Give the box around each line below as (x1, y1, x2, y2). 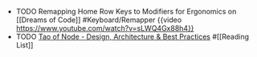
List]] (15, 40, 34, 50)
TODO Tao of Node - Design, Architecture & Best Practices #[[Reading (15, 32, 250, 41)
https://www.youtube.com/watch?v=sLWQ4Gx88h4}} (15, 24, 194, 32)
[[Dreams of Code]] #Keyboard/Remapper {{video (15, 15, 182, 25)
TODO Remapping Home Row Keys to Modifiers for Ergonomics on (15, 7, 237, 16)
